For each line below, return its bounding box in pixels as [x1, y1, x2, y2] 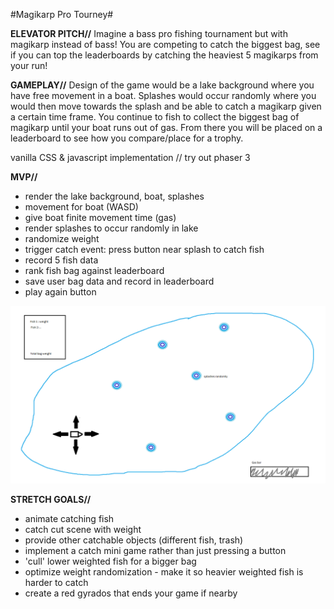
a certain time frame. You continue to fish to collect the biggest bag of [10, 111, 300, 123]
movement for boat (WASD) [24, 201, 139, 213]
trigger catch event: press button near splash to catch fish [24, 244, 265, 255]
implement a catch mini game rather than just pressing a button [24, 544, 287, 556]
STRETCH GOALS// [10, 493, 92, 505]
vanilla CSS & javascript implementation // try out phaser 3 [10, 152, 251, 163]
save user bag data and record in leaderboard [24, 275, 215, 287]
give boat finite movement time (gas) [24, 212, 177, 223]
